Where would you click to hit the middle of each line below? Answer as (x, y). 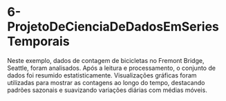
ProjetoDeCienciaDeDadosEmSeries (113, 27)
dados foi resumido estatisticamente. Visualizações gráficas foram (102, 75)
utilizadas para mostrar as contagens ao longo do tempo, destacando (106, 82)
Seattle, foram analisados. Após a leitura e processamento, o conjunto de (112, 68)
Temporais (39, 42)
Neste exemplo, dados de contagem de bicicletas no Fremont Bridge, (106, 60)
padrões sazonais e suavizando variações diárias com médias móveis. (107, 90)
